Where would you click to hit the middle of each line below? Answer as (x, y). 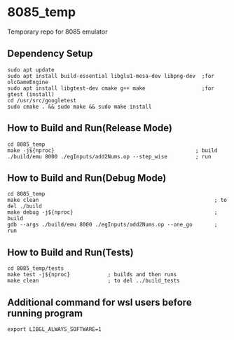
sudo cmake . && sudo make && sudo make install (80, 107)
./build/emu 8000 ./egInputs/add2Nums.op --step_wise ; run (109, 156)
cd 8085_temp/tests (36, 268)
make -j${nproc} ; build (112, 150)
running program (45, 313)
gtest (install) (31, 94)
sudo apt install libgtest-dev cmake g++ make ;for (111, 88)
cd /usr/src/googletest (42, 100)
